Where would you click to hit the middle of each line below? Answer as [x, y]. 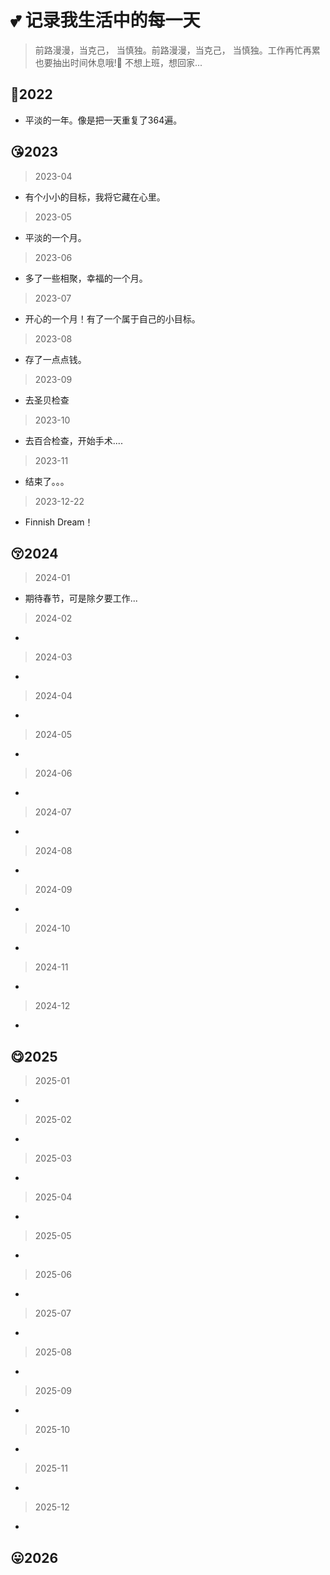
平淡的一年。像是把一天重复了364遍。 [103, 120]
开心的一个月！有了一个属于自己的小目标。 [112, 318]
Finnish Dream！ [59, 522]
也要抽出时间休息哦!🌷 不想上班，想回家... [118, 62]
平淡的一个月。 [55, 237]
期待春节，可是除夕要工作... [81, 598]
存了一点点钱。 [55, 359]
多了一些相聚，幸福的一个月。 [86, 278]
